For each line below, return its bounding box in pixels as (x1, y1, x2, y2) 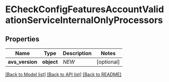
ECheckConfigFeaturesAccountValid (5, 4, 164, 15)
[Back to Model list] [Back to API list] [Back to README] (5, 71, 122, 77)
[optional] (96, 59, 120, 65)
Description (62, 50, 92, 57)
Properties (5, 35, 40, 43)
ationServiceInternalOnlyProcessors (5, 14, 163, 26)
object (42, 59, 58, 65)
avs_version (8, 59, 38, 65)
